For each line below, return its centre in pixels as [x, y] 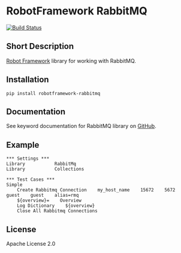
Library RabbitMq [41, 164]
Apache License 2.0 [31, 244]
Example [23, 145]
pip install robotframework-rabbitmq [53, 93]
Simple [14, 185]
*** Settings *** [28, 159]
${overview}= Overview [49, 201]
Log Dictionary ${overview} [56, 206]
